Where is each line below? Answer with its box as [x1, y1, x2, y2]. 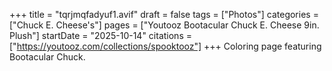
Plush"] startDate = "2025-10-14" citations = [9, 30, 192, 41]
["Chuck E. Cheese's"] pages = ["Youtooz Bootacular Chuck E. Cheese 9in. [9, 19, 320, 31]
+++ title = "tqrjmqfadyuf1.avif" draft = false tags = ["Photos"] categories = [9, 9, 319, 20]
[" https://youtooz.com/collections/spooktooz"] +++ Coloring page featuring [9, 40, 322, 52]
